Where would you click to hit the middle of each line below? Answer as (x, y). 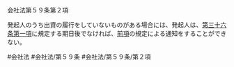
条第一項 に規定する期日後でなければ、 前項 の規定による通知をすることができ (117, 33)
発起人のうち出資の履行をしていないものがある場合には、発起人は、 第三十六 (117, 25)
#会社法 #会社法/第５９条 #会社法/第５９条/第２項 (79, 57)
